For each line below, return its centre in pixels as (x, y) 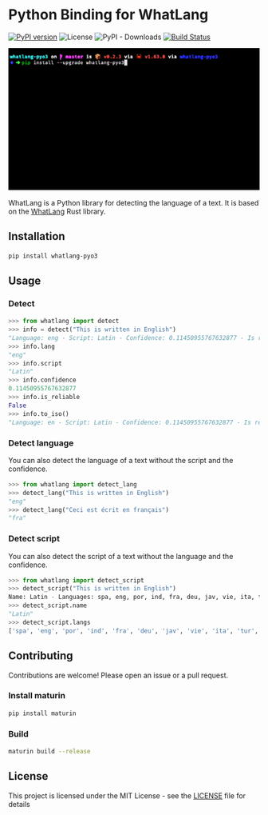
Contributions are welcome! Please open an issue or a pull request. (118, 675)
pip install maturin (43, 713)
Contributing (41, 656)
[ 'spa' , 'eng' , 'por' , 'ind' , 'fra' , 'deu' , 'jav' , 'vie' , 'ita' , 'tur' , (134, 631)
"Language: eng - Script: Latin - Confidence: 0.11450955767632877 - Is (132, 338)
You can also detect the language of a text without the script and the (121, 460)
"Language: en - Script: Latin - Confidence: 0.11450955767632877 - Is (130, 422)
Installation (37, 236)
